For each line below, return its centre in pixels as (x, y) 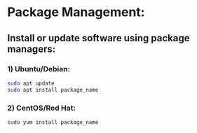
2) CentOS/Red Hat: (41, 108)
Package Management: (76, 12)
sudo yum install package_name (53, 122)
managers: (32, 49)
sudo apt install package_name (53, 90)
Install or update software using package (98, 38)
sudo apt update (31, 83)
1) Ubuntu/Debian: (39, 69)
